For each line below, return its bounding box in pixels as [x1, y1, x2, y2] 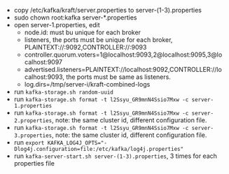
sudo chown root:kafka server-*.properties [13, 13, 137, 22]
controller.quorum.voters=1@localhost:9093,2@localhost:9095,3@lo [24, 50, 223, 59]
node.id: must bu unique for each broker [24, 28, 141, 36]
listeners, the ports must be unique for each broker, [24, 36, 173, 44]
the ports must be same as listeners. [66, 73, 172, 81]
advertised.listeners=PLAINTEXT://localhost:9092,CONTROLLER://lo [24, 66, 222, 73]
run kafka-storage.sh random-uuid [13, 87, 114, 96]
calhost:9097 [24, 58, 63, 66]
